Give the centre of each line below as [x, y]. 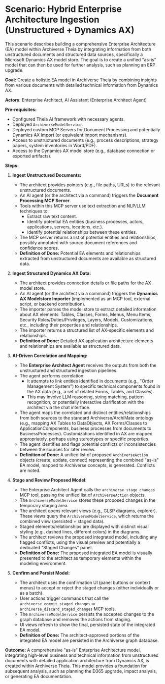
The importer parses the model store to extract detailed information [88, 309]
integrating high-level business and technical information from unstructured [82, 655]
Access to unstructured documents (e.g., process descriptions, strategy [85, 140]
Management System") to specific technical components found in [94, 386]
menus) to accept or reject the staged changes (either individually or [89, 587]
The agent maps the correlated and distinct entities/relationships [85, 413]
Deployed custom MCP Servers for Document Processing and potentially [86, 129]
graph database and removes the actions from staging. [75, 619]
